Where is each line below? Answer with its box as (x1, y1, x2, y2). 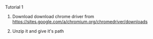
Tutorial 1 (5, 4, 24, 10)
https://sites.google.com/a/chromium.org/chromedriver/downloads (12, 19, 148, 24)
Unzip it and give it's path (12, 28, 64, 34)
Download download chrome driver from (12, 14, 95, 19)
